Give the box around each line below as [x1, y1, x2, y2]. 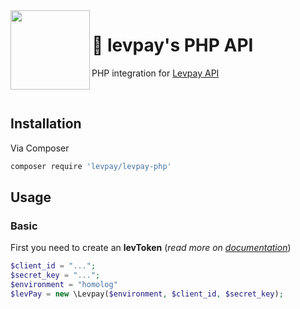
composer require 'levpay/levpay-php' [10, 161, 172, 171]
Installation [10, 115, 82, 133]
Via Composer [10, 142, 70, 154]
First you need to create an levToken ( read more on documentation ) [10, 242, 292, 254]
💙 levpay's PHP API [91, 34, 254, 57]
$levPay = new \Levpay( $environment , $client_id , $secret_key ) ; [10, 289, 284, 299]
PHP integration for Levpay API [91, 67, 220, 79]
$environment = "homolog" [10, 280, 118, 290]
